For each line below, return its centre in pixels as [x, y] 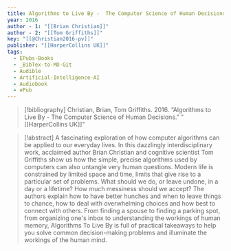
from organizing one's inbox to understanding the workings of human [122, 218]
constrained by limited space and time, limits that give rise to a [112, 174]
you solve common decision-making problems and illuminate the [115, 233]
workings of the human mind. [66, 240]
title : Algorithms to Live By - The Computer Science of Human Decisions [117, 13]
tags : [15, 52]
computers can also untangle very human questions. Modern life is [119, 167]
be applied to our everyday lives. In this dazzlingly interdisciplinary [118, 145]
